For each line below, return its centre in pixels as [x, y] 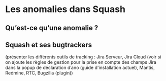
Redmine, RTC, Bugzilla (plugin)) [39, 73]
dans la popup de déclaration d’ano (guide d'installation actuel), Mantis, [80, 68]
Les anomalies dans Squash [65, 9]
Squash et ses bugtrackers [49, 45]
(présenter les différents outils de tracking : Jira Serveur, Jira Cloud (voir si [83, 57]
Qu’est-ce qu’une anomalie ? [52, 28]
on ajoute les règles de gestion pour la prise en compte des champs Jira [81, 62]
